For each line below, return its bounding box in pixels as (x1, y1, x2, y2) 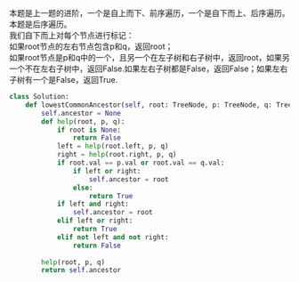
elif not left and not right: (56, 232, 169, 242)
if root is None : (56, 125, 122, 134)
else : (72, 183, 93, 192)
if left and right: (56, 199, 129, 209)
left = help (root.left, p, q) (56, 141, 169, 151)
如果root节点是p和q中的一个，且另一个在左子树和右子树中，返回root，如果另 (9, 52, 290, 62)
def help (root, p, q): (41, 117, 125, 126)
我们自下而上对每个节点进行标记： (9, 30, 134, 40)
